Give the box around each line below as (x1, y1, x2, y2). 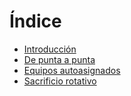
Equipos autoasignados (23, 64, 121, 76)
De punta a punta (23, 53, 96, 65)
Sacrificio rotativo (23, 75, 97, 87)
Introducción (23, 43, 77, 55)
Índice (9, 10, 62, 33)
